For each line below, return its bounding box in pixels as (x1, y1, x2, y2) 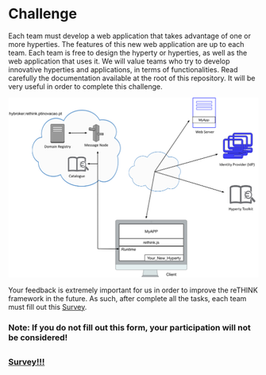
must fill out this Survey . (8, 302, 87, 311)
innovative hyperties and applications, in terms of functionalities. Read (8, 64, 238, 74)
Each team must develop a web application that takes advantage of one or (8, 31, 252, 41)
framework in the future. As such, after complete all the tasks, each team (8, 293, 247, 303)
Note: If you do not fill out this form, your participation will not (8, 322, 252, 333)
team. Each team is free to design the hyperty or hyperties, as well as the (8, 48, 248, 57)
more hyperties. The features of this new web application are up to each (8, 39, 245, 48)
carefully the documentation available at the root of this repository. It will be (8, 73, 256, 83)
